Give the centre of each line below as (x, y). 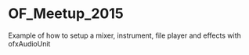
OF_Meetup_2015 (66, 14)
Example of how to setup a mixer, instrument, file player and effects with (125, 35)
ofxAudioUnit (29, 43)
